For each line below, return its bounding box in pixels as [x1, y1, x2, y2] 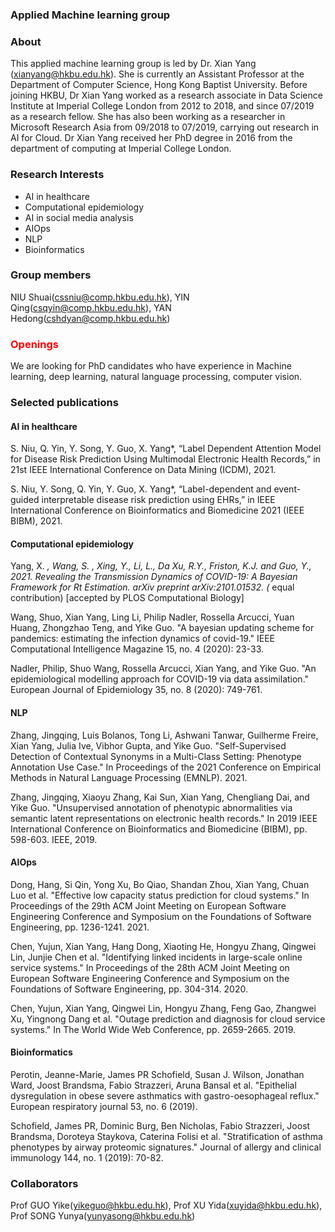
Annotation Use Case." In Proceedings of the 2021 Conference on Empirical [10, 761, 322, 773]
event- [273, 483, 302, 495]
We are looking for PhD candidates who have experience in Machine [10, 360, 292, 372]
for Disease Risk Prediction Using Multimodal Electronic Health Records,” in [10, 453, 321, 465]
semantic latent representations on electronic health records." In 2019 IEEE [10, 812, 318, 824]
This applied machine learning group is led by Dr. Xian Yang [10, 58, 257, 70]
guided [10, 494, 40, 506]
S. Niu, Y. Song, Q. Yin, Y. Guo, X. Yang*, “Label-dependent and [10, 483, 272, 495]
